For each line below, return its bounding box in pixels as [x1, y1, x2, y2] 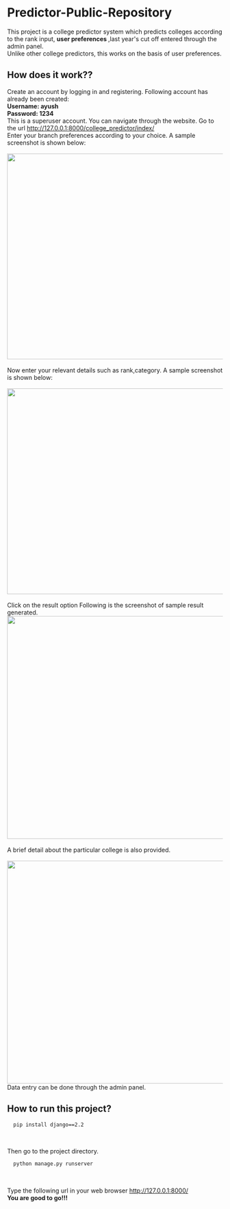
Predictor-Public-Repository [7, 5, 172, 21]
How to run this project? [7, 1103, 112, 1115]
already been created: [7, 95, 70, 103]
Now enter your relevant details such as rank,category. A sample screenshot [7, 366, 223, 374]
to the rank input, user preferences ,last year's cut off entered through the [7, 34, 217, 43]
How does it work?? [7, 69, 93, 81]
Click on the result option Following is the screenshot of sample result [7, 601, 204, 609]
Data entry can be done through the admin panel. [7, 1083, 146, 1091]
